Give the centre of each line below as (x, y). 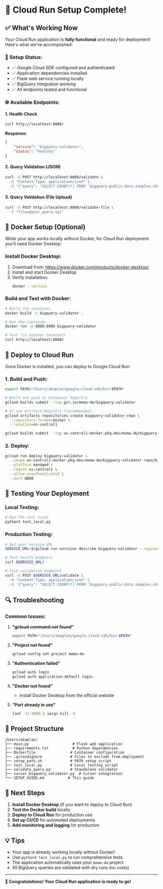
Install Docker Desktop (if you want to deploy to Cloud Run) (72, 805)
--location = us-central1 (33, 425)
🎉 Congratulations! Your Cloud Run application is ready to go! (68, 881)
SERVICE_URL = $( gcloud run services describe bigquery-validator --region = (82, 549)
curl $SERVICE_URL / (25, 562)
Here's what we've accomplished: (39, 45)
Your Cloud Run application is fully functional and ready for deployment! (78, 39)
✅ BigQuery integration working (44, 84)
